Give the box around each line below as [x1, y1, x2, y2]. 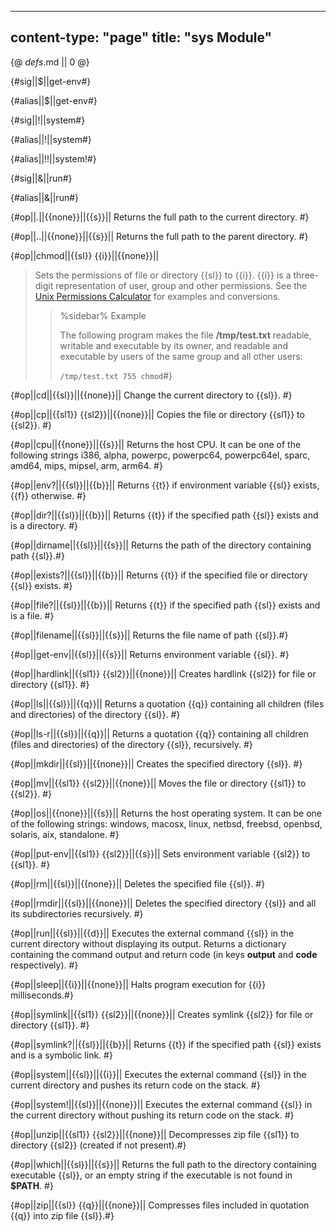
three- [293, 269, 320, 281]
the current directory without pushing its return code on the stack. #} [10, 1109, 295, 1121]
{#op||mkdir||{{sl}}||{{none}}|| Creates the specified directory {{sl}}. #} [10, 757, 303, 770]
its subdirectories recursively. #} [10, 907, 144, 920]
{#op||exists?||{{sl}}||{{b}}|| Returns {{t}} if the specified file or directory [10, 569, 308, 581]
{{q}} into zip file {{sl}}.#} [10, 1209, 115, 1221]
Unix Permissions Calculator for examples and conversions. [34, 290, 281, 302]
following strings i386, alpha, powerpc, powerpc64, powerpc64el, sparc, [10, 449, 311, 461]
